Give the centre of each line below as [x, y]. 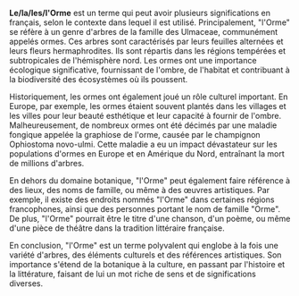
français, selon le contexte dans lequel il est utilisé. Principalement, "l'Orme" [149, 22]
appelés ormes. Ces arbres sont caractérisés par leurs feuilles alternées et [146, 41]
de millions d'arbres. [47, 163]
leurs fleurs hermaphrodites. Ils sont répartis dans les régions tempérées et [148, 51]
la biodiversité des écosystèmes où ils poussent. [99, 79]
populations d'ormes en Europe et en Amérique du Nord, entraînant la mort [147, 154]
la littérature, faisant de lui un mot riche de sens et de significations [133, 274]
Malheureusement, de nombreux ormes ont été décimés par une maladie [143, 125]
